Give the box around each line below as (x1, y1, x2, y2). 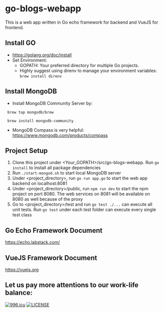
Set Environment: (12, 57, 48, 63)
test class (12, 212, 32, 218)
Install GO (5, 39, 36, 47)
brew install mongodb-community (7, 118, 74, 123)
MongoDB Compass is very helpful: (12, 127, 85, 133)
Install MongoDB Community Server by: (12, 100, 93, 106)
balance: (5, 289, 33, 297)
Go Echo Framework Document (5, 226, 102, 235)
